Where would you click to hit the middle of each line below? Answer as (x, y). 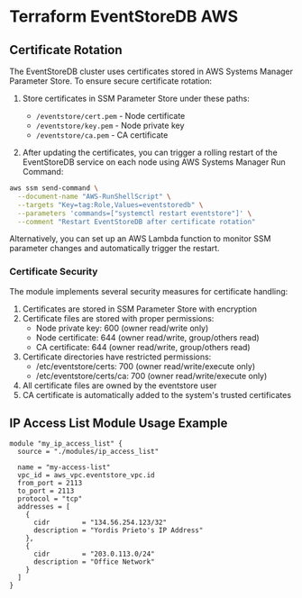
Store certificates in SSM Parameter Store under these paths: (136, 98)
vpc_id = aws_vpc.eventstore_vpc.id (86, 476)
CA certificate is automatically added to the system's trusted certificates (156, 394)
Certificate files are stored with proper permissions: (118, 318)
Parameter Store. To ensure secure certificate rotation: (110, 81)
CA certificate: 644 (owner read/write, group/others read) (143, 347)
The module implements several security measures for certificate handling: (149, 291)
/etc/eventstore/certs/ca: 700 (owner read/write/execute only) (151, 376)
